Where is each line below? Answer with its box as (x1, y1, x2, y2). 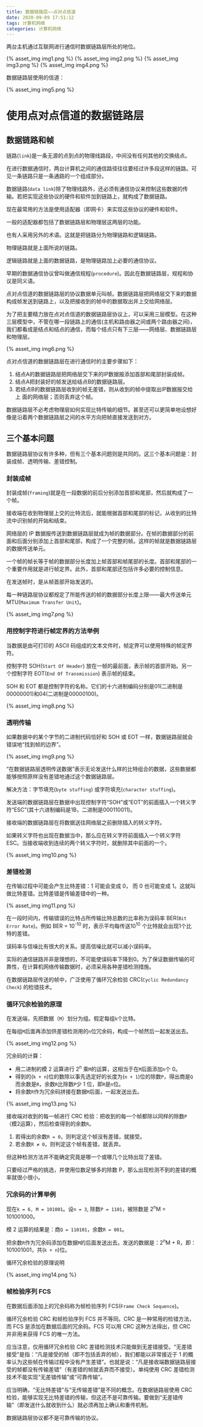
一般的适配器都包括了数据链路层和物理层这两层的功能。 (6, 219, 144, 226)
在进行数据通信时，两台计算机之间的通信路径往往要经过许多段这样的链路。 (6, 165, 192, 172)
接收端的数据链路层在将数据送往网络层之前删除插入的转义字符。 (6, 819, 165, 826)
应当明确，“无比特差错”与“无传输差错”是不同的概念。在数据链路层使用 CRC (6, 1386, 193, 1393)
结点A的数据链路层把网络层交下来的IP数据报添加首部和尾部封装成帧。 (14, 371, 188, 378)
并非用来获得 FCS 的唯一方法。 (6, 1330, 83, 1338)
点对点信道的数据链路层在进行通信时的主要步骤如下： (6, 358, 139, 365)
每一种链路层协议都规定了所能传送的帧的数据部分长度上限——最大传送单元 (6, 591, 192, 598)
